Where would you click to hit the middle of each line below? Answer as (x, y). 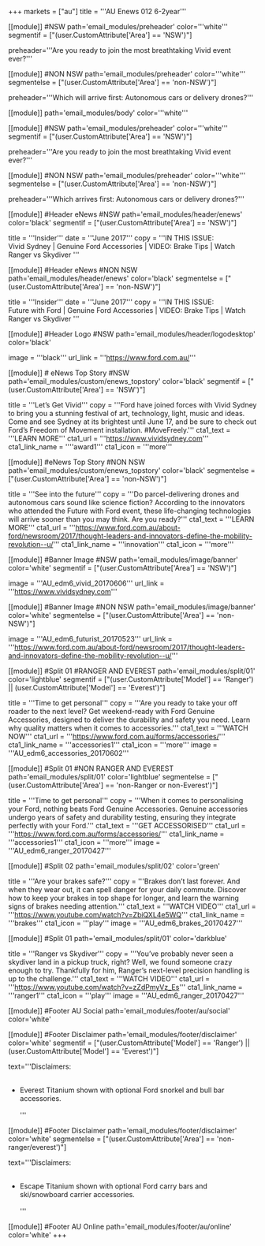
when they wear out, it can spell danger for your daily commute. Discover (127, 889)
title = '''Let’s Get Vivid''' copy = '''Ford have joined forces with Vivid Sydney (132, 405)
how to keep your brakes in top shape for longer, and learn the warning (123, 898)
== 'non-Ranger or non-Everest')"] (162, 785)
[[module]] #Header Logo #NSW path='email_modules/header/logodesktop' (132, 334)
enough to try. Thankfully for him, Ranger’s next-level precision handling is (129, 970)
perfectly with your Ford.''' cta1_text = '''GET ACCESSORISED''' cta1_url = (127, 826)
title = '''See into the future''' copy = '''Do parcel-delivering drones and (123, 494)
